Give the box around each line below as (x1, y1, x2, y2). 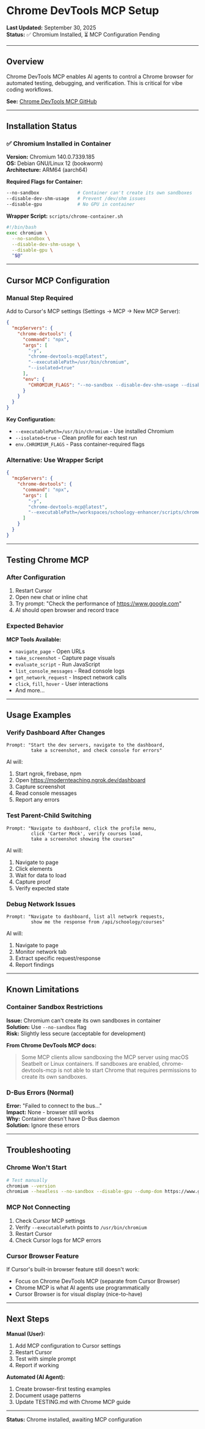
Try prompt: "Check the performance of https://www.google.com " (15, 600, 182, 607)
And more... (15, 686, 45, 694)
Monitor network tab (15, 948, 67, 956)
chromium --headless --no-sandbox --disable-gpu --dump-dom (6, 1189, 163, 1195)
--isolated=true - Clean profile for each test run (15, 434, 137, 441)
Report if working (15, 1361, 59, 1368)
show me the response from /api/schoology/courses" (31, 919, 165, 925)
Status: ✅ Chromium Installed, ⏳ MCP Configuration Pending (6, 31, 160, 38)
